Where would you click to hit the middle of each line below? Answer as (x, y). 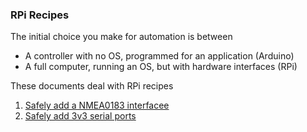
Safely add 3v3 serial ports (80, 116)
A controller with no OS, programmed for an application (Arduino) (159, 56)
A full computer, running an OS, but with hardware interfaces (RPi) (161, 67)
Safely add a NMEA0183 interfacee (97, 105)
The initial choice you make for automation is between (121, 37)
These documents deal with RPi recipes (92, 86)
